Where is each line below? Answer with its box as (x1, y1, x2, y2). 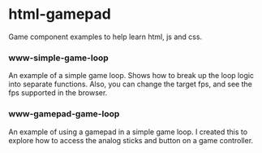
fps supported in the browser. (8, 88, 108, 98)
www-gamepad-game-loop (8, 108, 120, 120)
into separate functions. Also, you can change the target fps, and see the (8, 79, 253, 90)
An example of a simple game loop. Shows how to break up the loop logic (8, 71, 254, 81)
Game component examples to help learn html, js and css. (8, 32, 203, 42)
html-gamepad (8, 5, 111, 24)
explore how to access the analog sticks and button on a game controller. (8, 135, 254, 145)
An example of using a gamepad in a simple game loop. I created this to (8, 127, 248, 137)
